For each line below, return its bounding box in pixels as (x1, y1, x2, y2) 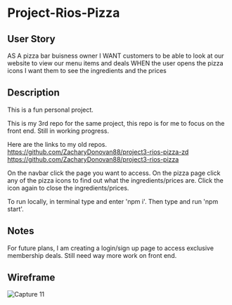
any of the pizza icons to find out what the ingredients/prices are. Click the (7, 176, 224, 184)
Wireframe (7, 272, 56, 284)
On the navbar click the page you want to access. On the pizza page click (7, 169, 221, 177)
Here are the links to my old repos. (7, 140, 108, 148)
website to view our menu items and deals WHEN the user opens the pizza (7, 59, 224, 67)
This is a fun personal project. (7, 105, 94, 114)
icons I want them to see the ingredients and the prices (7, 67, 167, 74)
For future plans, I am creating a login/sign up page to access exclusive (7, 244, 214, 252)
